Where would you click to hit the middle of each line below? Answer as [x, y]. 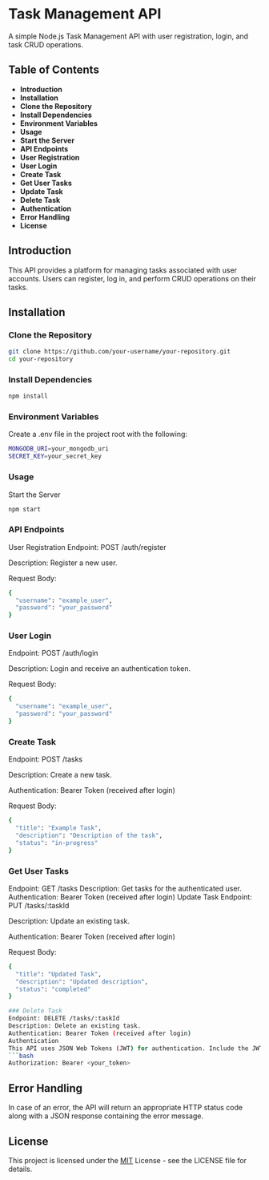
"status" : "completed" [53, 989]
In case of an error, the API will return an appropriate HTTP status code [125, 1108]
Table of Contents [54, 70]
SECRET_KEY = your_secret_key [55, 457]
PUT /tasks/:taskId [39, 905]
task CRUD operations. [46, 44]
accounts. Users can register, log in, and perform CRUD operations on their [132, 278]
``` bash [21, 1056]
